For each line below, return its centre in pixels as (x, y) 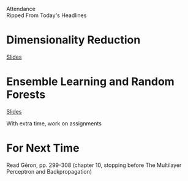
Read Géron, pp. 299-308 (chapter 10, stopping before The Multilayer (94, 165)
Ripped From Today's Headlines (47, 15)
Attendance (21, 9)
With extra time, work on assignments (54, 123)
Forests (26, 95)
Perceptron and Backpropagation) (49, 171)
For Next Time (43, 148)
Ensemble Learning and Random (90, 82)
